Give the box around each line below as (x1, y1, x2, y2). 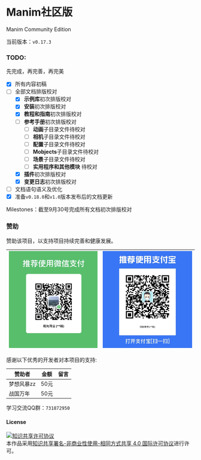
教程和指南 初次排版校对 (23, 110, 82, 117)
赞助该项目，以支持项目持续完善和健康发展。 (6, 237, 117, 244)
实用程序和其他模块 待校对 (32, 163, 98, 170)
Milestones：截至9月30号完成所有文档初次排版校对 (6, 206, 132, 213)
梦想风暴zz (8, 380, 36, 388)
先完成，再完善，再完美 (6, 68, 64, 75)
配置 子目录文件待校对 (32, 140, 86, 147)
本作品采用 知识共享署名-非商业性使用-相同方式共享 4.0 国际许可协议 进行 (6, 440, 184, 447)
